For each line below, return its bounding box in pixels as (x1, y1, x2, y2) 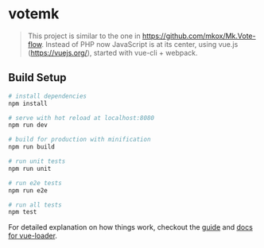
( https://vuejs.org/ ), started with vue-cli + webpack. (27, 48, 198, 57)
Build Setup (8, 71, 67, 84)
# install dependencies (8, 92, 87, 100)
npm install (8, 99, 48, 107)
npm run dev (8, 121, 48, 130)
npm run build (8, 143, 56, 151)
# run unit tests (8, 157, 66, 165)
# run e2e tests (8, 179, 62, 187)
